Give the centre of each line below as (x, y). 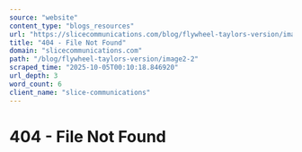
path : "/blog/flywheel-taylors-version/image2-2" (104, 59)
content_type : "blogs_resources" (72, 26)
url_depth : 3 (34, 76)
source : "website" (44, 17)
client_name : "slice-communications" (80, 92)
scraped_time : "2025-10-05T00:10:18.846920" (94, 68)
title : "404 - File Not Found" (68, 42)
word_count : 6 (36, 84)
